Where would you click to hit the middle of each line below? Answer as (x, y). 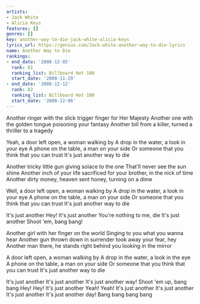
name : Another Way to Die (38, 51)
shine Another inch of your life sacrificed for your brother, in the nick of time (100, 173)
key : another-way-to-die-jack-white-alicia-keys (68, 39)
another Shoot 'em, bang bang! (44, 221)
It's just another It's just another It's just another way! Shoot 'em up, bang (96, 281)
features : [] (22, 28)
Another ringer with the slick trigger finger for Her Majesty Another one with (99, 118)
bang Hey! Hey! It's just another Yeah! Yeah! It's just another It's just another (100, 288)
